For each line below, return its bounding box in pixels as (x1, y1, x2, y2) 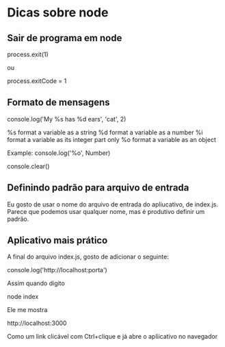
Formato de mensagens (7, 97, 111, 108)
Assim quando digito (7, 279, 65, 287)
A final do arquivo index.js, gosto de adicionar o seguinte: (7, 252, 169, 261)
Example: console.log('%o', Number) (7, 149, 111, 157)
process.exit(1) (7, 50, 49, 58)
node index (7, 293, 39, 301)
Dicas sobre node (7, 5, 109, 21)
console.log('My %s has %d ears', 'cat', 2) (7, 115, 127, 123)
